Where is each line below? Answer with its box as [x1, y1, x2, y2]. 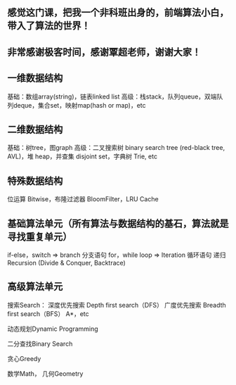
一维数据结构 [7, 72, 63, 84]
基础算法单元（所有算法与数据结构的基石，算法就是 [7, 217, 229, 229]
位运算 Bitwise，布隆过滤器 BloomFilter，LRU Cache [7, 195, 159, 203]
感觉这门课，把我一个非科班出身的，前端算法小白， [7, 6, 229, 19]
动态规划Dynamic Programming [7, 324, 98, 333]
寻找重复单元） [7, 231, 72, 243]
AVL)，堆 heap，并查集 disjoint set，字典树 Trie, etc [7, 152, 158, 160]
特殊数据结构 [7, 175, 63, 187]
